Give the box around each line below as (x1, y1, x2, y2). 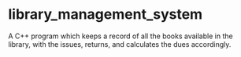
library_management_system (8, 5, 203, 23)
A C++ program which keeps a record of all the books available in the (8, 31, 234, 41)
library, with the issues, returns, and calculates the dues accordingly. (8, 39, 232, 48)
